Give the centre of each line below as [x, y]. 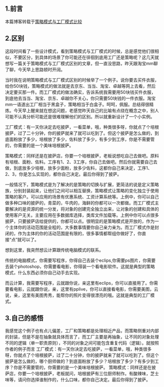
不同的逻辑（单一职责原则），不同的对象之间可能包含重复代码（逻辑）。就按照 [82, 343]
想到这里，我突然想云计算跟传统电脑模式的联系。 [54, 250]
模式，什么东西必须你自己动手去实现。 [43, 273]
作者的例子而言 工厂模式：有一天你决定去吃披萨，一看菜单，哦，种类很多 [78, 349]
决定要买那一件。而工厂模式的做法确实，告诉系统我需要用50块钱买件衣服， [81, 92]
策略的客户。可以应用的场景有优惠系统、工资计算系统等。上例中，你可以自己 [82, 197]
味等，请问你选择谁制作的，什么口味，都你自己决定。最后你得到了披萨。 [78, 380]
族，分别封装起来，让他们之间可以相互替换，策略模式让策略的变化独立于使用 [82, 190]
